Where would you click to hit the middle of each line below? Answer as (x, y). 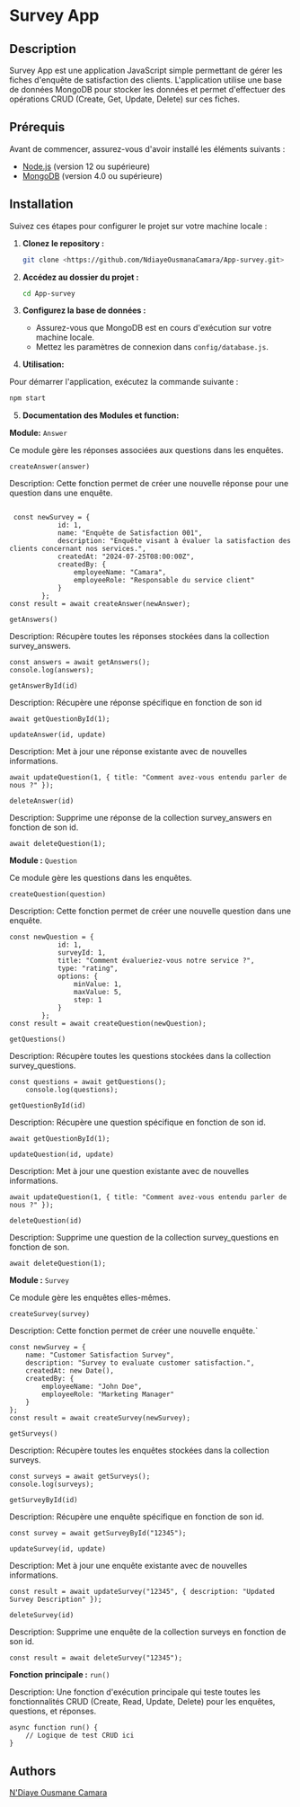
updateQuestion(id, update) (62, 1155)
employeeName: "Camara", (120, 573)
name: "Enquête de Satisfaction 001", (130, 533)
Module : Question (44, 860)
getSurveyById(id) (44, 1500)
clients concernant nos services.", (78, 549)
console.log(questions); (72, 1090)
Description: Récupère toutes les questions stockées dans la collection (140, 1056)
